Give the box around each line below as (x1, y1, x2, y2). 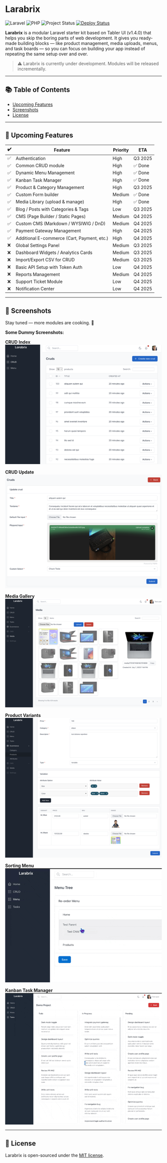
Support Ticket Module (15, 278, 63, 285)
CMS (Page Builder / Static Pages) (15, 213, 86, 219)
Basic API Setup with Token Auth (15, 264, 83, 270)
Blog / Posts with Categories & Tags (15, 206, 89, 212)
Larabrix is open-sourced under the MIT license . (5, 1153, 104, 1159)
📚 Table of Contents (5, 86, 71, 94)
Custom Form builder (15, 192, 59, 198)
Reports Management (15, 271, 60, 277)
